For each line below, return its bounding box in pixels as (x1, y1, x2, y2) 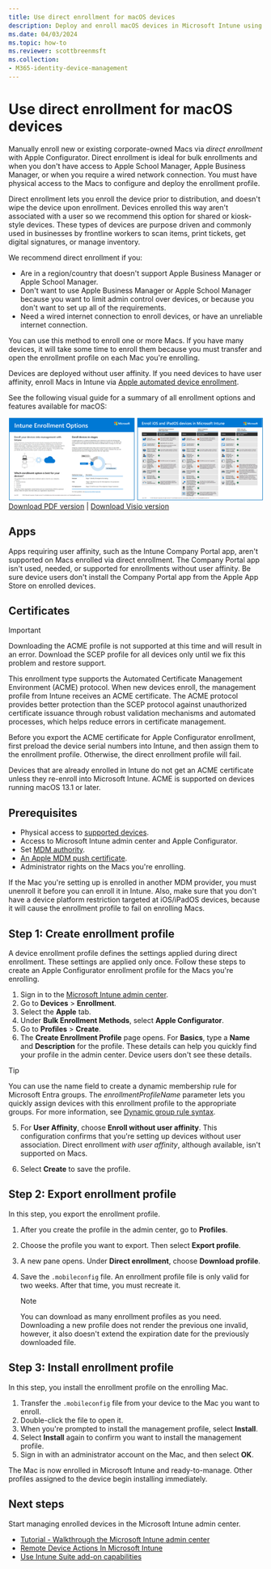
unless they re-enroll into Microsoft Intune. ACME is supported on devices (8, 774, 255, 784)
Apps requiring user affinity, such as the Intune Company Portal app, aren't (8, 546, 259, 556)
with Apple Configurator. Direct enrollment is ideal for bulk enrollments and (8, 152, 257, 162)
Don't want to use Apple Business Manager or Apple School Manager (19, 285, 252, 295)
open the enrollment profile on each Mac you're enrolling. (8, 353, 201, 362)
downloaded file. (19, 1337, 77, 1347)
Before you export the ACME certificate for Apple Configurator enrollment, (8, 733, 256, 742)
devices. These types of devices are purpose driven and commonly (26, 219, 252, 230)
